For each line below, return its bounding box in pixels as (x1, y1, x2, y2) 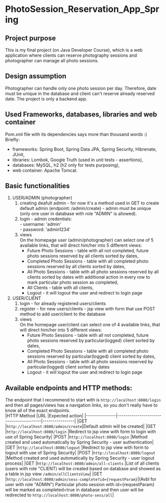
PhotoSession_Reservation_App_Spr (5, 3, 160, 15)
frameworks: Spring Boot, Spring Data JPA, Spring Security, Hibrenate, (12, 146, 157, 152)
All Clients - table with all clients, (27, 285, 94, 291)
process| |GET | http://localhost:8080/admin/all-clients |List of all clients (5, 460, 160, 466)
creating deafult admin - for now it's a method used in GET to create (19, 200, 160, 206)
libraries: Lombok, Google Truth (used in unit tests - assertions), (12, 157, 143, 163)
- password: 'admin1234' (19, 226, 71, 232)
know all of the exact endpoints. (5, 407, 70, 413)
